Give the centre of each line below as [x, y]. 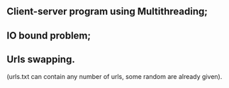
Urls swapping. [41, 59]
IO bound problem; [49, 36]
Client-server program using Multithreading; [107, 12]
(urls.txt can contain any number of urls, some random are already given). [114, 76]
